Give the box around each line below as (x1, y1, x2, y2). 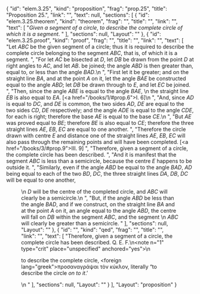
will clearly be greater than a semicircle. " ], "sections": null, (21, 220, 168, 226)
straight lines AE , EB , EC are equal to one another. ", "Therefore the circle (6, 125, 186, 133)
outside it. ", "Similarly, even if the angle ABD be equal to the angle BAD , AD (6, 164, 192, 171)
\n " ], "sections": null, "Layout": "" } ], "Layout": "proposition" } (21, 281, 177, 288)
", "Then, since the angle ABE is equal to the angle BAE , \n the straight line (6, 88, 189, 94)
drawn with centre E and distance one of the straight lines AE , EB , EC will (6, 132, 186, 139)
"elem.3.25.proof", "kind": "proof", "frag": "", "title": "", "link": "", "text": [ (6, 37, 184, 44)
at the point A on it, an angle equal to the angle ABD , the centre (21, 207, 177, 214)
